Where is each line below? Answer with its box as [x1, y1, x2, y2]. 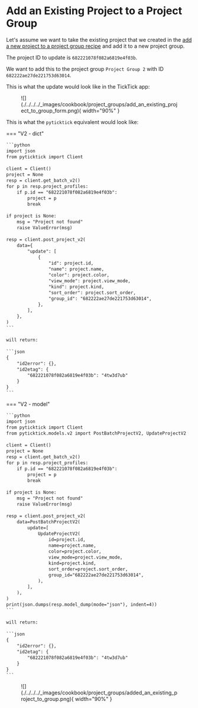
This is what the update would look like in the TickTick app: [6, 83, 150, 90]
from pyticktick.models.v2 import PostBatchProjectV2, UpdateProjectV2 [6, 430, 186, 436]
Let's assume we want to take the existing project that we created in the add [6, 36, 192, 43]
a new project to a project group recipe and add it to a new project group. [6, 43, 185, 50]
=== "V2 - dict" [6, 130, 44, 137]
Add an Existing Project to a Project [6, 4, 182, 18]
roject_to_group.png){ [21, 695, 74, 702]
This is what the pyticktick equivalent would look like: [6, 118, 139, 125]
